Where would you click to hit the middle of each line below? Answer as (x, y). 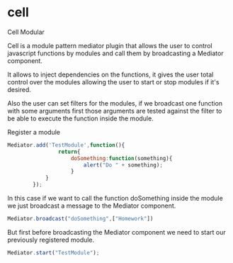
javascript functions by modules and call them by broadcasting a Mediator (116, 53)
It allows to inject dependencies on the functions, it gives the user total (110, 74)
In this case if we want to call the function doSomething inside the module (115, 198)
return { (69, 152)
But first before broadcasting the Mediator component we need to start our (116, 232)
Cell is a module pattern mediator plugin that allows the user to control (110, 45)
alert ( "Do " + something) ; (123, 165)
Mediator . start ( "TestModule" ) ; (53, 252)
